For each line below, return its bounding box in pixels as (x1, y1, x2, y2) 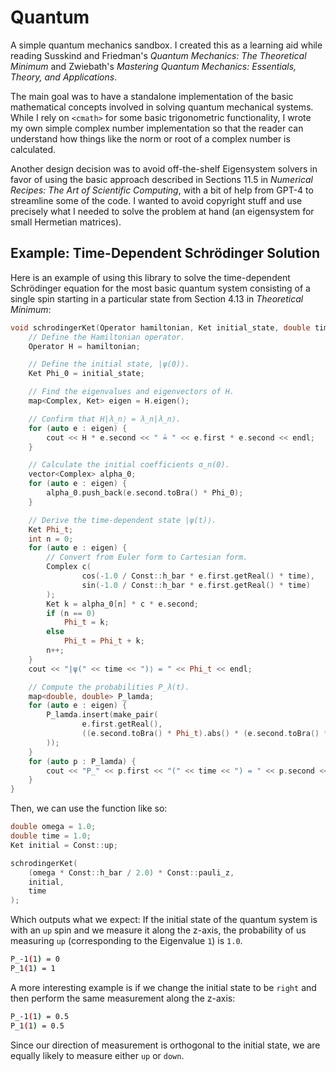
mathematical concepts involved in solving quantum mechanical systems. (10, 101, 314, 113)
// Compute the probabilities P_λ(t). (28, 682, 190, 692)
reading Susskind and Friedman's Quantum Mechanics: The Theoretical (10, 49, 307, 61)
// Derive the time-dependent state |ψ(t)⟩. (28, 515, 217, 525)
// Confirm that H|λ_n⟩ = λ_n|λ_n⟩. (28, 414, 182, 424)
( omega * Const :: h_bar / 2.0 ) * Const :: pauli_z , (28, 867, 235, 878)
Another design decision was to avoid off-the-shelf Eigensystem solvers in (10, 162, 318, 175)
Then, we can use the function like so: (10, 802, 168, 815)
